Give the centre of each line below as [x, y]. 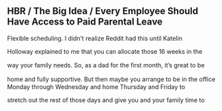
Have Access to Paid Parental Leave [85, 22]
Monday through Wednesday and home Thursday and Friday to [96, 86]
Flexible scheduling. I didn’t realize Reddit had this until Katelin [95, 38]
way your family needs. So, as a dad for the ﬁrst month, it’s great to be [106, 65]
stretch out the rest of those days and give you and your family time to [106, 100]
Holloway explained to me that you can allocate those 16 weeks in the [105, 51]
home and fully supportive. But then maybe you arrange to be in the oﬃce [111, 79]
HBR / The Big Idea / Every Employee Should [103, 11]
